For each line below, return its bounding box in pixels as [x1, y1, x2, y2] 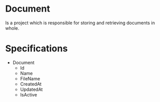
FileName [20, 75, 41, 81]
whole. [5, 25, 19, 31]
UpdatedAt [20, 86, 43, 92]
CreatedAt [20, 81, 42, 87]
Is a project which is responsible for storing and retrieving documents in [5, 20, 155, 26]
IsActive [20, 91, 37, 97]
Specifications [5, 43, 68, 55]
